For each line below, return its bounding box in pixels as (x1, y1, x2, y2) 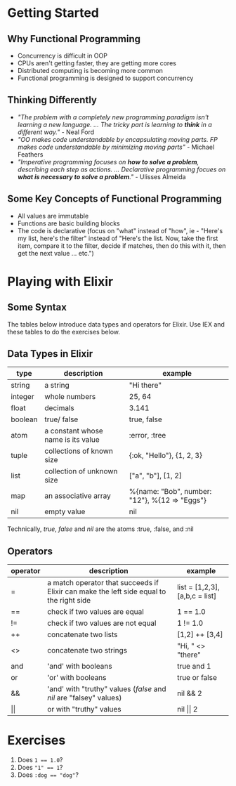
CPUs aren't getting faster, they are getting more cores (17, 59, 177, 67)
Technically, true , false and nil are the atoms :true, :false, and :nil (7, 525, 195, 533)
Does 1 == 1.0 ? (17, 756, 63, 764)
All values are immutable (17, 211, 89, 220)
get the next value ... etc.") (17, 249, 95, 257)
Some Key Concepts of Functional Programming (7, 193, 223, 205)
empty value (44, 507, 86, 517)
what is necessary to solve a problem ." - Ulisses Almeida (17, 172, 186, 181)
